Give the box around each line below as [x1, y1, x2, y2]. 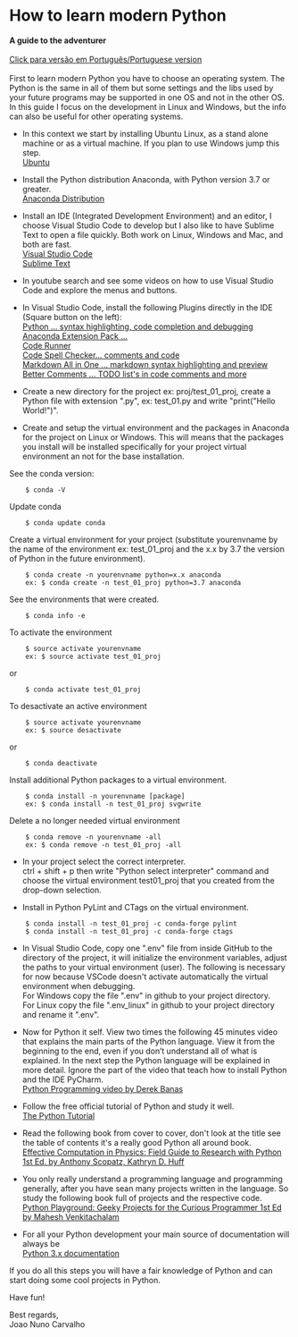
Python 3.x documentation [21, 1248, 120, 1258]
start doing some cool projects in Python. [9, 1274, 161, 1285]
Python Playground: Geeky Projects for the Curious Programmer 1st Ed [21, 1202, 283, 1213]
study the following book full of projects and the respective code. [21, 1192, 262, 1203]
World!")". [21, 404, 59, 416]
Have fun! [9, 1291, 46, 1302]
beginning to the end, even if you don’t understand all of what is [21, 1045, 258, 1056]
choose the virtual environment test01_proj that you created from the [21, 875, 275, 885]
